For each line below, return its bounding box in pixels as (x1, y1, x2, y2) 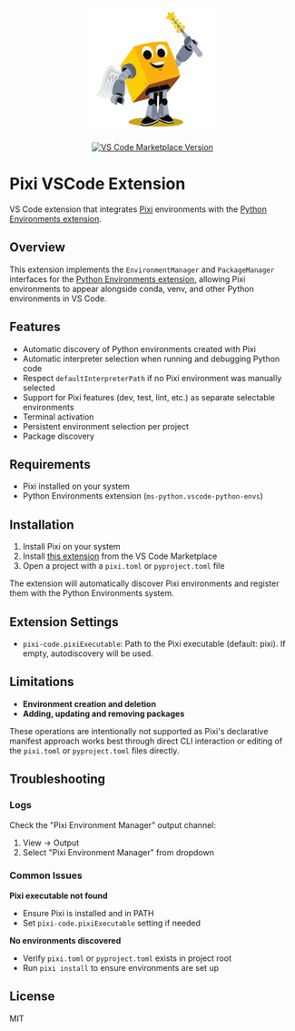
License (9, 989, 55, 1005)
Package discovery (22, 430, 95, 441)
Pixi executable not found (9, 890, 108, 901)
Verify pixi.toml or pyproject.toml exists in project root (22, 953, 231, 964)
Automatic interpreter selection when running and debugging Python (22, 353, 280, 364)
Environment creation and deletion (22, 698, 157, 709)
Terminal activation (22, 411, 94, 422)
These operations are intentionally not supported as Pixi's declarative (9, 725, 269, 736)
